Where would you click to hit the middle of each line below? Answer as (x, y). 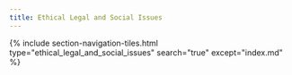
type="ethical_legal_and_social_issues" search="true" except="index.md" (146, 52)
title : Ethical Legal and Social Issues (86, 17)
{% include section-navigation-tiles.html (84, 43)
